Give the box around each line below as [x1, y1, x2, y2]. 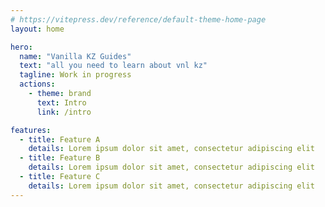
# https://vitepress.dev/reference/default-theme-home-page [10, 14, 267, 25]
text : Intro [36, 97, 87, 108]
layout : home [10, 24, 65, 34]
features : [10, 125, 52, 135]
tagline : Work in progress [19, 70, 132, 80]
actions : [19, 79, 56, 90]
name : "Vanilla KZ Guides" [19, 51, 132, 61]
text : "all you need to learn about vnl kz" [19, 61, 208, 71]
